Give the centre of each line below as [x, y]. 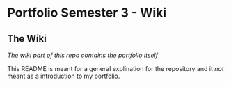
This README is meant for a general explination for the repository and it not [115, 69]
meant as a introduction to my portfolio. [64, 76]
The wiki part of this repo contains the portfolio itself [83, 55]
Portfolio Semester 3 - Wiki [87, 13]
